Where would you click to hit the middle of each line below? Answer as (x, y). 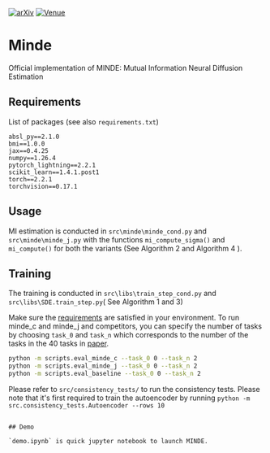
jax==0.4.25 (28, 150)
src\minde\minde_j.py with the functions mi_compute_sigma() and (117, 239)
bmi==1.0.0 (27, 144)
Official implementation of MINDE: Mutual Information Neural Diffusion (126, 68)
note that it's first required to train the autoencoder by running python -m (129, 398)
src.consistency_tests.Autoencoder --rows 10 (86, 406)
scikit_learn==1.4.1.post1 (54, 172)
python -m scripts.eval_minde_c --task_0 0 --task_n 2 (103, 359)
